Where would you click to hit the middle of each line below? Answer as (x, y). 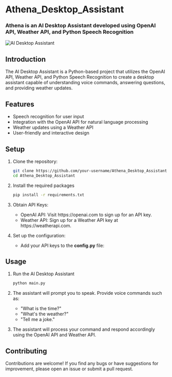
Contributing (26, 351)
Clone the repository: (35, 161)
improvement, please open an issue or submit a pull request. (69, 369)
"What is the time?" (41, 309)
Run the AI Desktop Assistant (43, 274)
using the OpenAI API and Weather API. (54, 335)
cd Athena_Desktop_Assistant (44, 176)
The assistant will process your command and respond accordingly (84, 329)
